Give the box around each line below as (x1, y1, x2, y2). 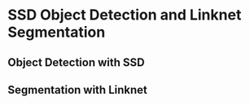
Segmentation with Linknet (7, 83, 147, 97)
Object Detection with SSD (7, 55, 145, 69)
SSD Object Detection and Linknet (7, 6, 242, 24)
